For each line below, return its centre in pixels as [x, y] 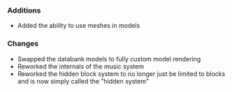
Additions [24, 10]
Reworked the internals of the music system [81, 66]
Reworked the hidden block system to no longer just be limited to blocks [121, 74]
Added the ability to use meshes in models [79, 26]
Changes [23, 44]
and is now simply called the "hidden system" [83, 81]
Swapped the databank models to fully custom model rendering [109, 59]
